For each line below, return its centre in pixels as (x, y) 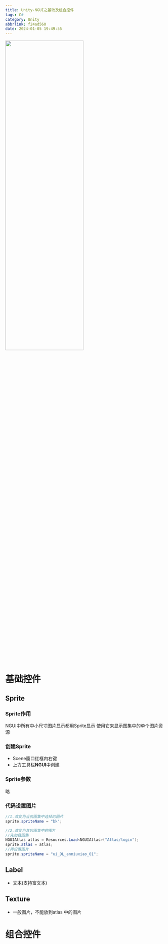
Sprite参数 (18, 779)
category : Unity (22, 19)
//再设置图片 (17, 849)
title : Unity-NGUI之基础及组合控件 (40, 10)
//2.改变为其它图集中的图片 (31, 830)
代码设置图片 (21, 806)
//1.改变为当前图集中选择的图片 (34, 816)
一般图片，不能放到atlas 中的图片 (47, 912)
